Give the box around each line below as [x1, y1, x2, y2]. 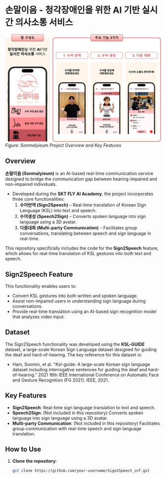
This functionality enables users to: [5, 283, 77, 289]
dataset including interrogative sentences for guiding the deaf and [12, 366, 147, 372]
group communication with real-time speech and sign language [12, 426, 142, 432]
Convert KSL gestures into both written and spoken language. [12, 293, 138, 299]
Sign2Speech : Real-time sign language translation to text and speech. [12, 404, 156, 410]
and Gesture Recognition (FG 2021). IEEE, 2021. [12, 377, 109, 383]
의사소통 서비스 [15, 17, 73, 28]
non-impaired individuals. [5, 181, 57, 187]
